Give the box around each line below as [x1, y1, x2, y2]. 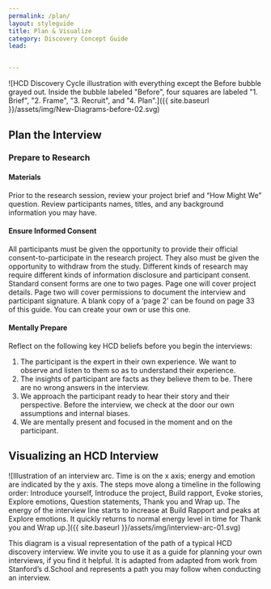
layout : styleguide [8, 19, 74, 28]
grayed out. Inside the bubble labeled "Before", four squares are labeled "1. [8, 87, 258, 97]
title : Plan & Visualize [8, 27, 92, 35]
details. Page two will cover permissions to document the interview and [8, 287, 247, 297]
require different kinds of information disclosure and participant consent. [8, 269, 251, 280]
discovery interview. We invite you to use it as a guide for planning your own [8, 547, 263, 557]
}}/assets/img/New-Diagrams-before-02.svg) [8, 105, 160, 114]
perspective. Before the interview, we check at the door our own [19, 400, 235, 410]
